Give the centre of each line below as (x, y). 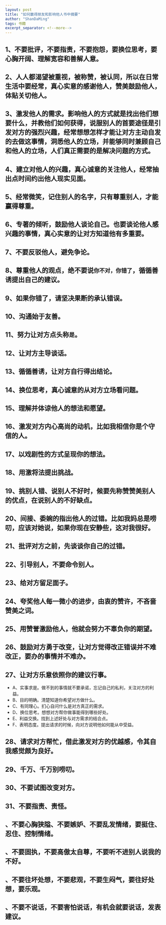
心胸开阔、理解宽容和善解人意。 (54, 59)
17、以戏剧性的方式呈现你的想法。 (57, 454)
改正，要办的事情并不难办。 (47, 656)
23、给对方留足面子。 (39, 583)
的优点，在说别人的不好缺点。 (51, 500)
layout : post (19, 10)
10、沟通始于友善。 (35, 317)
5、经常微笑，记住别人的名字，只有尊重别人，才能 (82, 197)
